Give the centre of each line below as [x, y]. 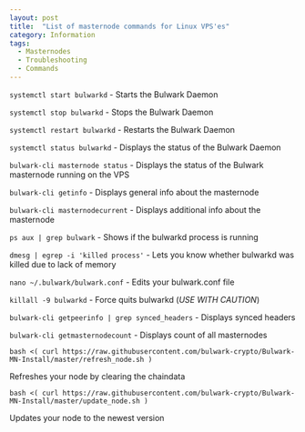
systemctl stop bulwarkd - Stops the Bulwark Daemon [112, 112]
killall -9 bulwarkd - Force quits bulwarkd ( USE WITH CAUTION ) [135, 299]
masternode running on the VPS [70, 175]
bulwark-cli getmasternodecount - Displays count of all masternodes [138, 335]
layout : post [34, 18]
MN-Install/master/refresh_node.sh [77, 359]
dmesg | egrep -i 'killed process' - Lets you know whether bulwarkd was [152, 255]
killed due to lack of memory [63, 264]
